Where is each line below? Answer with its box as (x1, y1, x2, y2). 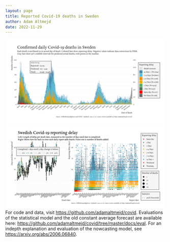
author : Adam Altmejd (5, 19, 51, 24)
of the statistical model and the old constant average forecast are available (5, 214, 162, 221)
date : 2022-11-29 (5, 25, 42, 30)
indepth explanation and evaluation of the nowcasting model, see (5, 225, 142, 232)
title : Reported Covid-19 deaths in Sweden (5, 13, 99, 19)
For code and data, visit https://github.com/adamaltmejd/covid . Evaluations (5, 209, 163, 215)
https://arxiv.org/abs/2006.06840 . (5, 231, 77, 237)
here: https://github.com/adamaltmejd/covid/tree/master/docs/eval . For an (5, 220, 162, 226)
